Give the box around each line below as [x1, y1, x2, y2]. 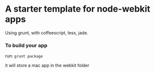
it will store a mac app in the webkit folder [5, 62, 90, 69]
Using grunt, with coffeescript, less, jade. [5, 30, 88, 36]
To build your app [5, 42, 48, 49]
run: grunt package [5, 53, 43, 59]
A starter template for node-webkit [5, 3, 151, 15]
